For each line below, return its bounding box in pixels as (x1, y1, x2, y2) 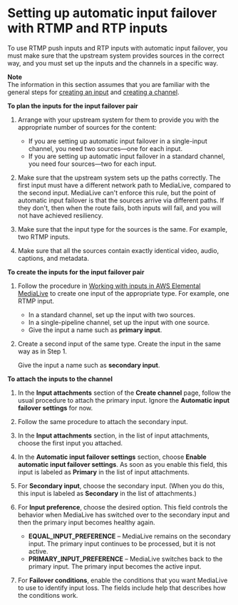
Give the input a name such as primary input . (28, 326, 162, 334)
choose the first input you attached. (17, 438, 123, 447)
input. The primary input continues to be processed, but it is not (28, 539, 216, 548)
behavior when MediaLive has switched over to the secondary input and (17, 510, 230, 519)
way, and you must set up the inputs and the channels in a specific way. (7, 58, 219, 67)
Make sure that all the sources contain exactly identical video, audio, (17, 246, 219, 254)
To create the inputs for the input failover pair (7, 267, 145, 276)
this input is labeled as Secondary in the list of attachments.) (17, 489, 197, 497)
